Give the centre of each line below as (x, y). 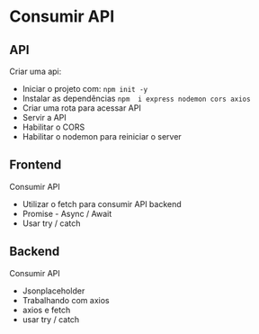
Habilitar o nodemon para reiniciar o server (102, 136)
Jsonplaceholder (54, 291)
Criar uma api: (36, 71)
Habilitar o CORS (54, 127)
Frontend (36, 165)
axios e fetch (46, 310)
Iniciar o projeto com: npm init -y (85, 89)
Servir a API (45, 117)
